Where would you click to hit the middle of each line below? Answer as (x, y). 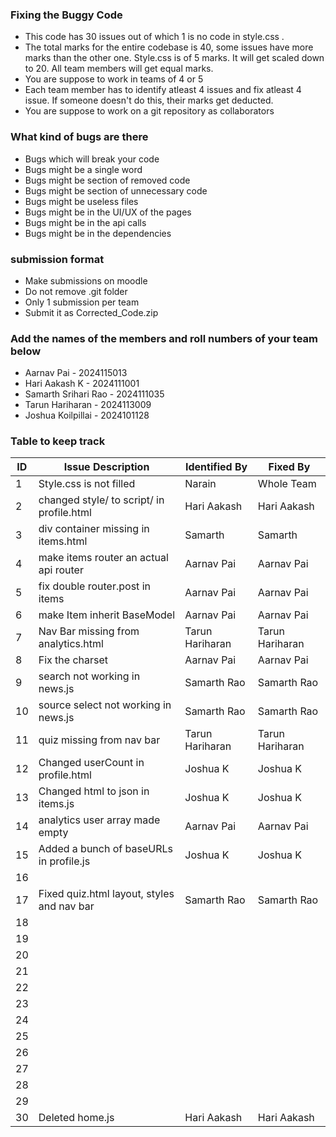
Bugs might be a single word (83, 169)
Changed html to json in (94, 791)
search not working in (89, 676)
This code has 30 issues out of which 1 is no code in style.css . (154, 37)
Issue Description (106, 467)
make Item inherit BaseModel (107, 615)
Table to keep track (58, 441)
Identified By (216, 467)
